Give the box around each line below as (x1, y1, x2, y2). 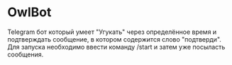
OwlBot (7, 4, 52, 20)
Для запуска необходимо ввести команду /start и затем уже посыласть (7, 42, 226, 51)
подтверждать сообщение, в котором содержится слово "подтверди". (7, 35, 222, 43)
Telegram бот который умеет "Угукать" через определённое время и (7, 28, 217, 36)
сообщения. (7, 50, 44, 59)
